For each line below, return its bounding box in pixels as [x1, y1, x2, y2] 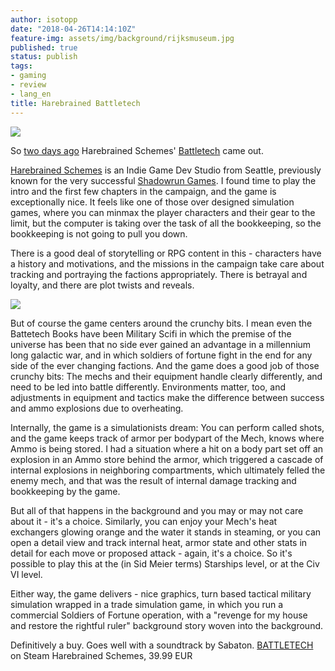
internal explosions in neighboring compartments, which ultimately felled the [10, 464, 326, 476]
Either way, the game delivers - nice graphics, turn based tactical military [10, 587, 312, 600]
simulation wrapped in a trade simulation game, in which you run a [10, 598, 284, 610]
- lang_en [10, 89, 52, 99]
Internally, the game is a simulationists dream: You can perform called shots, [10, 421, 325, 433]
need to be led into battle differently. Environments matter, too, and [10, 381, 287, 393]
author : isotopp [10, 14, 78, 25]
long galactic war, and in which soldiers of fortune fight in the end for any [10, 349, 313, 361]
